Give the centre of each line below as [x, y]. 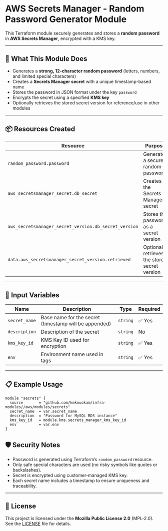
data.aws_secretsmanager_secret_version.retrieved [69, 260]
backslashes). [27, 470]
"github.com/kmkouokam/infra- [75, 403]
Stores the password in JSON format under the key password [74, 92]
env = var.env [34, 425]
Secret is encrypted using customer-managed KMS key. [70, 475]
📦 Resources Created [40, 129]
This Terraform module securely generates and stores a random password [82, 33]
